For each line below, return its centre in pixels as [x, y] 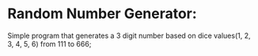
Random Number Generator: [102, 14]
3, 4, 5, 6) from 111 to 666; [49, 43]
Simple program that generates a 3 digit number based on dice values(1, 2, [129, 35]
